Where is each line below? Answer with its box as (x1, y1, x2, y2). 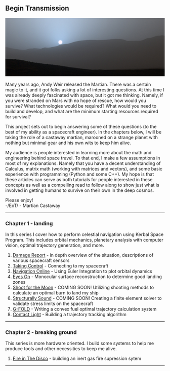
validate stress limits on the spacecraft (12, 300, 94, 307)
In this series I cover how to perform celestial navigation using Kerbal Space (5, 231, 164, 238)
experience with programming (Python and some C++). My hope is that (5, 171, 154, 177)
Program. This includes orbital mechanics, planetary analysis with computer (5, 237, 163, 243)
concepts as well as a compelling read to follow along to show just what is (5, 182, 159, 188)
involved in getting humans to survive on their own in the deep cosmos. (5, 187, 154, 193)
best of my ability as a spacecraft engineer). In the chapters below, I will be (5, 129, 162, 135)
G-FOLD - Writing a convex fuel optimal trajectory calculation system (12, 306, 157, 312)
